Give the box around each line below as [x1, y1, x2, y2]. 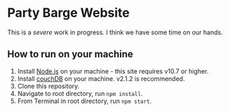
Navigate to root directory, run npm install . [17, 89, 143, 97]
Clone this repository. [17, 82, 80, 90]
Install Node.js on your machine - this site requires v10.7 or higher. [17, 66, 209, 75]
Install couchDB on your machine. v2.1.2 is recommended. [17, 74, 185, 83]
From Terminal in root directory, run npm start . [17, 97, 152, 105]
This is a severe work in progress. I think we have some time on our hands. [7, 28, 223, 36]
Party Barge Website [7, 5, 130, 21]
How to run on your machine [7, 48, 133, 60]
